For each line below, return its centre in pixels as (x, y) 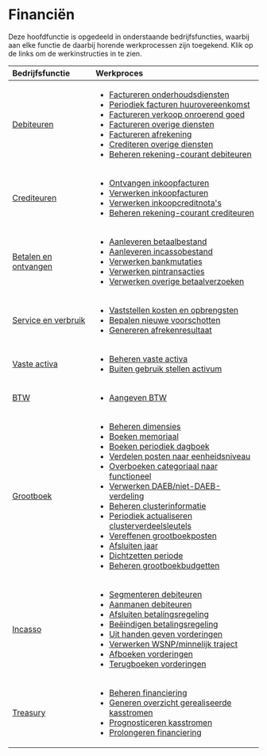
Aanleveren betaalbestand (158, 242)
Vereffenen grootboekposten (163, 536)
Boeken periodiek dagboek (159, 446)
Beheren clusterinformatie (158, 506)
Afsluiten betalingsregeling (159, 614)
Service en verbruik (49, 320)
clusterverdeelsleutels (151, 525)
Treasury (29, 712)
